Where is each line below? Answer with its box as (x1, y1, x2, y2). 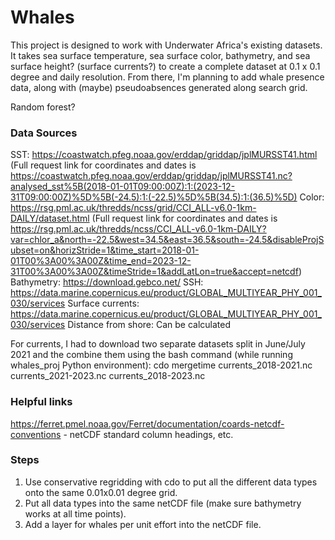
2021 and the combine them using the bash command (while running (10, 349, 293, 361)
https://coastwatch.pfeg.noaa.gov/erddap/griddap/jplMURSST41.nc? (10, 170, 293, 182)
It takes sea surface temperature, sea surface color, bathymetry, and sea (10, 49, 311, 61)
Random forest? (10, 101, 76, 113)
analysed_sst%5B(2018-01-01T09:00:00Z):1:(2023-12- (10, 181, 236, 193)
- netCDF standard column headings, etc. (63, 428, 234, 440)
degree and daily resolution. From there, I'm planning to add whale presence (10, 71, 325, 83)
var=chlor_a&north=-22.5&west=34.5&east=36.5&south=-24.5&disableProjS (10, 234, 325, 246)
